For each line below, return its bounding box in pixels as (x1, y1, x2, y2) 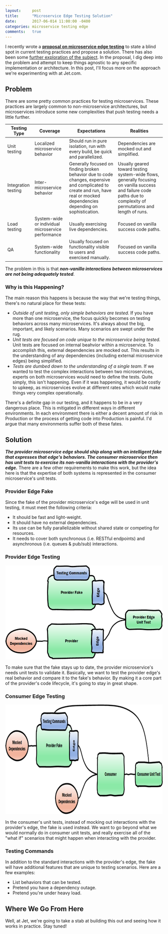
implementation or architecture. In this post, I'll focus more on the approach (5, 65, 161, 71)
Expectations (77, 128, 106, 134)
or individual (34, 221, 60, 227)
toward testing (117, 166, 147, 172)
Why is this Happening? (5, 283, 64, 290)
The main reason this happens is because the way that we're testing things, (5, 295, 161, 301)
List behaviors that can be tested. (12, 879, 81, 885)
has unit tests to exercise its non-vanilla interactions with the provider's (5, 459, 158, 466)
